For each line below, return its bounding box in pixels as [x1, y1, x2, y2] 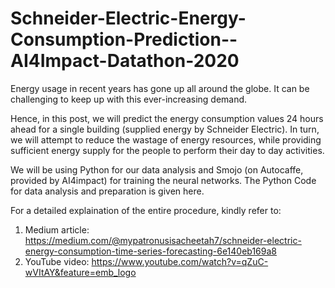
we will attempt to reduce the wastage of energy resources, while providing [10, 133, 322, 146]
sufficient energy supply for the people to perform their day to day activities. [10, 144, 325, 156]
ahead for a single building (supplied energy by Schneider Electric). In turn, [10, 123, 320, 135]
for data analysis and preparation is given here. [10, 185, 205, 197]
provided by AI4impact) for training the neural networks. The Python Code [10, 174, 317, 186]
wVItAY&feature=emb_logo [24, 266, 137, 278]
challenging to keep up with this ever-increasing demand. [10, 93, 248, 105]
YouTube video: [24, 255, 90, 267]
